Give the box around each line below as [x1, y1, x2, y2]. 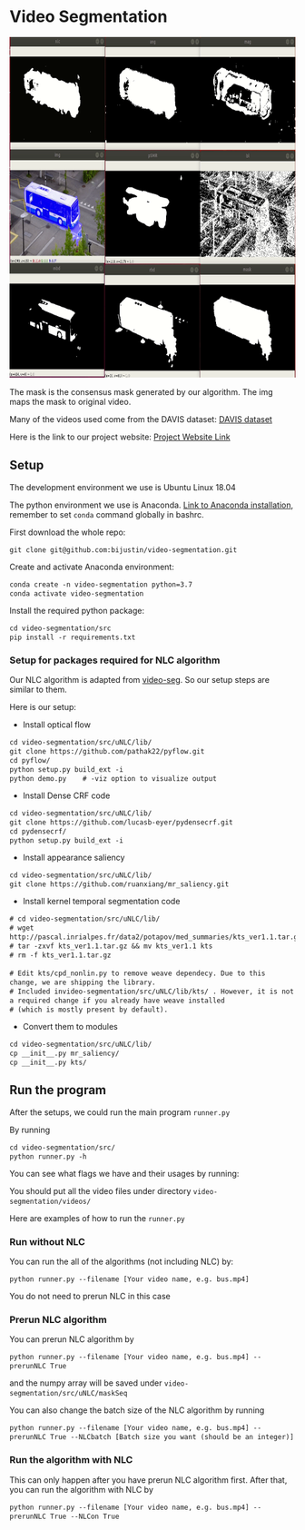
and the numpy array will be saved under [9, 1377, 162, 1388]
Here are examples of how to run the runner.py [9, 1212, 186, 1223]
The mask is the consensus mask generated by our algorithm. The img [9, 386, 274, 397]
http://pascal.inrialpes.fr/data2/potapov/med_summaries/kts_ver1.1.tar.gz [9, 933, 302, 942]
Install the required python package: [9, 605, 145, 616]
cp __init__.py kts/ [9, 1058, 88, 1068]
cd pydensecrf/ [9, 827, 67, 836]
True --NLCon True [49, 1512, 120, 1521]
